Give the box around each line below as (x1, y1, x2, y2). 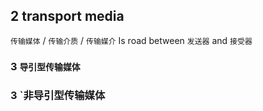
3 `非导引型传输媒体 (10, 88, 106, 102)
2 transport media (10, 8, 125, 25)
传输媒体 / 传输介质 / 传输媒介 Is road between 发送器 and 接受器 (10, 34, 253, 46)
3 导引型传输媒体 (10, 59, 81, 73)
